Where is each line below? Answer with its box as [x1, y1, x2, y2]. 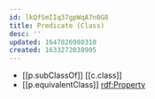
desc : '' [9, 29, 42, 38]
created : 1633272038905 [9, 46, 97, 55]
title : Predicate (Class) [9, 21, 105, 30]
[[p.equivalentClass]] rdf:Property [21, 80, 146, 90]
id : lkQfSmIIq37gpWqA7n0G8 [9, 12, 109, 22]
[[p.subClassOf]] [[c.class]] [21, 70, 122, 80]
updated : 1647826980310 [9, 37, 97, 47]
